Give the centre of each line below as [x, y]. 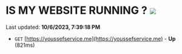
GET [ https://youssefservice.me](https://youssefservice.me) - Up [95, 38]
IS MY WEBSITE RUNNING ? [77, 10]
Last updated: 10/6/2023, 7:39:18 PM [53, 27]
